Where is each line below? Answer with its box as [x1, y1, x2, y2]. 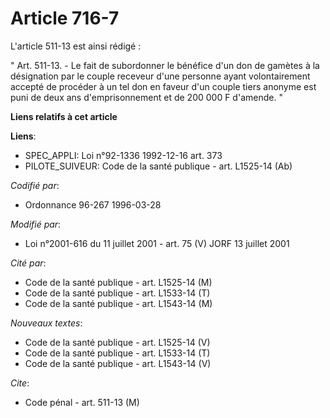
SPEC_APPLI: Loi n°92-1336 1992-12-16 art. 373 [24, 149, 223, 161]
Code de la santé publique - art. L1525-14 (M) [24, 276, 213, 288]
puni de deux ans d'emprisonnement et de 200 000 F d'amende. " [10, 91, 283, 103]
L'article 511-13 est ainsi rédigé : [10, 40, 142, 52]
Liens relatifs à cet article [10, 110, 118, 122]
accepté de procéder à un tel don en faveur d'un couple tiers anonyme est [10, 80, 317, 92]
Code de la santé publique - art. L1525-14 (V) [24, 336, 211, 348]
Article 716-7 [10, 7, 120, 30]
